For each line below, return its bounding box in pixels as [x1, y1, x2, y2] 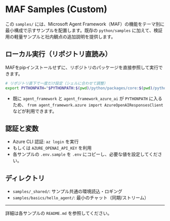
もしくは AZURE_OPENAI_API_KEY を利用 [12, 145, 92, 151]
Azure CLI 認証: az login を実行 [12, 138, 79, 145]
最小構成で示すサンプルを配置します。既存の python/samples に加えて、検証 [5, 27, 163, 33]
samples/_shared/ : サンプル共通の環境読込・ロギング [12, 189, 122, 195]
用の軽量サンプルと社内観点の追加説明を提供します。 [5, 33, 116, 40]
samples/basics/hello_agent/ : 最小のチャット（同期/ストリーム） [12, 195, 149, 201]
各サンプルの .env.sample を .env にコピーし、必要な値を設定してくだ [12, 151, 158, 158]
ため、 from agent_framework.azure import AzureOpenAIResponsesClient [12, 101, 163, 107]
